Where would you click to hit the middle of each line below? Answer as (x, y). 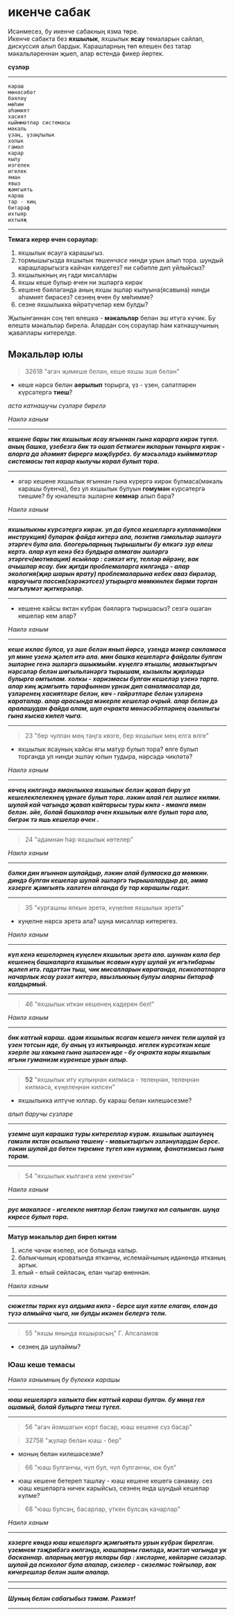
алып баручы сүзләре (41, 1114)
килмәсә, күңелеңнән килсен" (70, 1087)
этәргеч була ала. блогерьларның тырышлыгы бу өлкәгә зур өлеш (110, 544)
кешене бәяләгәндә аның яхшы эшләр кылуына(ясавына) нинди (114, 290)
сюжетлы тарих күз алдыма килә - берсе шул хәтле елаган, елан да (113, 1305)
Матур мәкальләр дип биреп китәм (62, 1237)
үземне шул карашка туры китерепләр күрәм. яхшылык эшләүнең (111, 1134)
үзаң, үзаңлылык (31, 135)
